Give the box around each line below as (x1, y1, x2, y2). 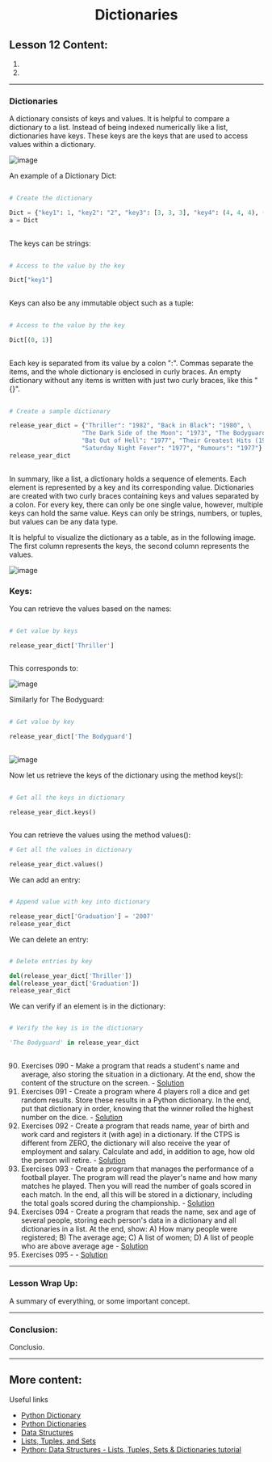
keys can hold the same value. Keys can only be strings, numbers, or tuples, (9, 508, 263, 518)
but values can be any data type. (9, 516, 119, 526)
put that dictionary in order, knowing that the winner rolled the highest (20, 1104, 253, 1114)
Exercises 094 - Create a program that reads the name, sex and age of (20, 1207, 257, 1217)
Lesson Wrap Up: (9, 1278, 78, 1289)
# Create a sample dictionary (9, 407, 111, 415)
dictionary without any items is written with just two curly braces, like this (9, 375, 253, 385)
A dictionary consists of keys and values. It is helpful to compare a (9, 114, 230, 124)
